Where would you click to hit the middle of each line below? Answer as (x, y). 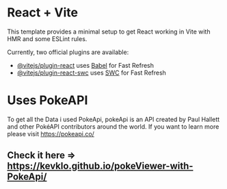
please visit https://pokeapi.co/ (51, 134)
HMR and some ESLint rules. (47, 38)
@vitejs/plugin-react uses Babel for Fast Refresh (85, 65)
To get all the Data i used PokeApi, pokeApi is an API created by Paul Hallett (113, 119)
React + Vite (43, 13)
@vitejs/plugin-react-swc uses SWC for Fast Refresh (91, 73)
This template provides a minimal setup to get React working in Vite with (109, 32)
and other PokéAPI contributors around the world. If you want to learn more (113, 126)
